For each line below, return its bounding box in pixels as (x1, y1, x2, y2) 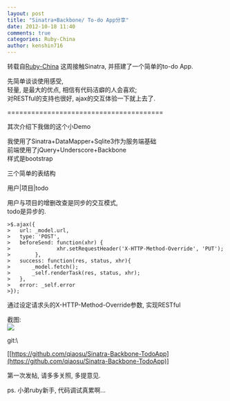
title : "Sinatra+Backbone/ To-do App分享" (7, 17, 129, 24)
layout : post (7, 10, 45, 17)
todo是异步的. (7, 207, 46, 215)
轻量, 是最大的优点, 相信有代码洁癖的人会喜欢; (7, 86, 137, 93)
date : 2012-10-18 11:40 (7, 23, 76, 30)
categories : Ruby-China (7, 36, 76, 43)
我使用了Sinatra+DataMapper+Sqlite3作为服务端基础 (7, 137, 157, 145)
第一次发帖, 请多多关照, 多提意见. (7, 371, 101, 380)
